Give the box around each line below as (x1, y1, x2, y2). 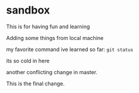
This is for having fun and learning (6, 23, 90, 30)
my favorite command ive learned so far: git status (6, 45, 134, 53)
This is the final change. (6, 80, 65, 87)
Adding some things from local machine (6, 34, 104, 41)
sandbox (6, 4, 50, 17)
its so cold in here (6, 57, 50, 64)
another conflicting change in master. (6, 68, 98, 75)
